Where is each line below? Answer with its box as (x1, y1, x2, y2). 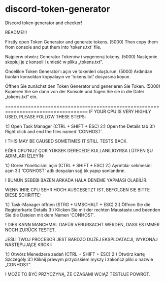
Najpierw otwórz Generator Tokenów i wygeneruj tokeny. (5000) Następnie (5, 53, 158, 60)
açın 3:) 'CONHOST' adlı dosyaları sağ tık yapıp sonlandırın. (5, 168, 126, 174)
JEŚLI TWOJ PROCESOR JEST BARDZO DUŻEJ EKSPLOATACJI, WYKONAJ (5, 236, 158, 242)
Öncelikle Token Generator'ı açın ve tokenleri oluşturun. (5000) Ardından (5, 68, 153, 74)
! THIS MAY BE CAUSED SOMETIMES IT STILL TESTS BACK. (5, 138, 128, 144)
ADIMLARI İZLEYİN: (5, 153, 45, 159)
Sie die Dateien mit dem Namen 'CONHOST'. (5, 212, 96, 218)
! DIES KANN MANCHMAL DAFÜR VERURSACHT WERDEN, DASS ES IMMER (5, 221, 160, 227)
